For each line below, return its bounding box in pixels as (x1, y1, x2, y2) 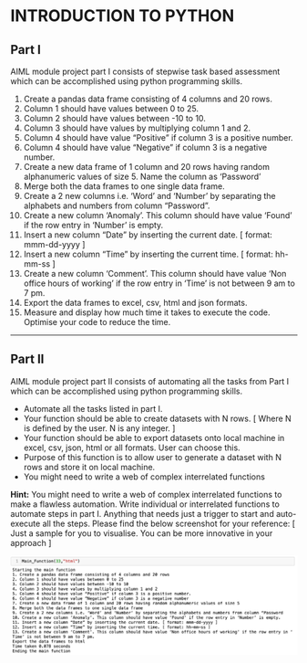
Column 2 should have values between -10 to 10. (23, 113, 206, 123)
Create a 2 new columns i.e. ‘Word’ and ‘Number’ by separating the (23, 191, 276, 201)
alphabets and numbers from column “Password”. (23, 200, 210, 211)
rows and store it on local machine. (23, 461, 156, 472)
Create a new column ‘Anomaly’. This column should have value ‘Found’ (23, 210, 292, 220)
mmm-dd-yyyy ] (23, 239, 86, 249)
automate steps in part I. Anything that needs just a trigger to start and (10, 508, 274, 519)
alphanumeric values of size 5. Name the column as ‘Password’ (23, 171, 261, 182)
